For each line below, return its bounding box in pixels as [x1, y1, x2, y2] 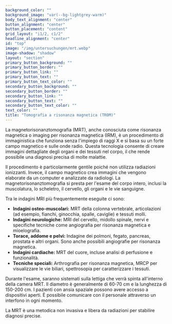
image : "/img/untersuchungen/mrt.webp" [5, 46, 91, 51]
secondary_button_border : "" [5, 88, 68, 94]
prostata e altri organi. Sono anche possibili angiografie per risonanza [12, 238, 161, 244]
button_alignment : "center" [5, 22, 66, 27]
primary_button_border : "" [5, 65, 63, 70]
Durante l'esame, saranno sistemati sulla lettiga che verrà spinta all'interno [5, 275, 163, 281]
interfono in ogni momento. [5, 297, 63, 303]
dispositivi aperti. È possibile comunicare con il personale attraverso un [5, 292, 156, 298]
